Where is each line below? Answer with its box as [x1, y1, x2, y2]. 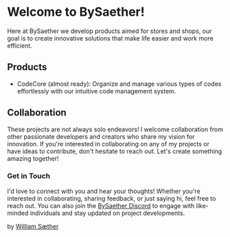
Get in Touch [7, 171, 51, 181]
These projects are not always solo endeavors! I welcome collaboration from [7, 125, 223, 133]
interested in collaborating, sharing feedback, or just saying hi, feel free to [7, 194, 216, 203]
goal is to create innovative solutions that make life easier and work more [7, 34, 214, 42]
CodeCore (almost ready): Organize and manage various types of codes [16, 80, 222, 88]
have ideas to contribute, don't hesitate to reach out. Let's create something [7, 147, 222, 155]
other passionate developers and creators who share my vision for [7, 132, 195, 141]
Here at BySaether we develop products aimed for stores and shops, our [7, 27, 212, 35]
